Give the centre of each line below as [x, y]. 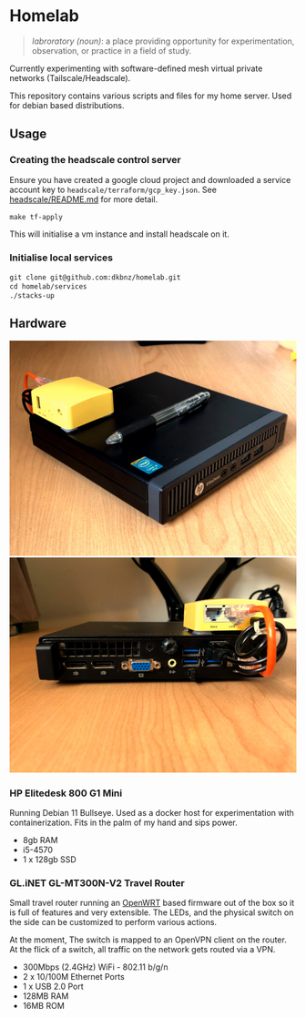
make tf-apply [36, 217]
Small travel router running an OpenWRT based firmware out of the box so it [152, 903]
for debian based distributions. [67, 105]
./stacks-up [32, 295]
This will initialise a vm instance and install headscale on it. [119, 234]
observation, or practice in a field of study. [112, 50]
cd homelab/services [49, 286]
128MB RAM [46, 996]
